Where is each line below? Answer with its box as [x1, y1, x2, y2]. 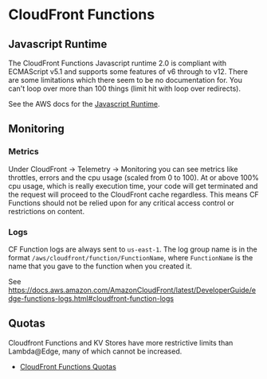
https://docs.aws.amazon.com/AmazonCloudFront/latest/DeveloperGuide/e [8, 285, 257, 295]
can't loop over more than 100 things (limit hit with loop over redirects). [8, 84, 241, 93]
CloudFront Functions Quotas [19, 361, 117, 371]
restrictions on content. [8, 206, 85, 216]
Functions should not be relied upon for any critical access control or [8, 197, 235, 208]
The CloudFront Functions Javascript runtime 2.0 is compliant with [8, 58, 227, 68]
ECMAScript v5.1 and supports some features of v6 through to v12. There [8, 67, 249, 76]
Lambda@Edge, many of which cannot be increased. [8, 346, 183, 356]
